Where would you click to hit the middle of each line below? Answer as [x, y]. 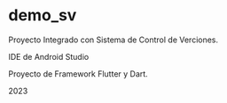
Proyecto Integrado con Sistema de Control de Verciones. [113, 40]
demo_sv [43, 15]
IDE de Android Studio [49, 56]
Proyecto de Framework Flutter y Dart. [78, 74]
